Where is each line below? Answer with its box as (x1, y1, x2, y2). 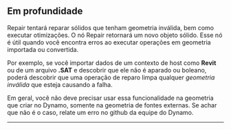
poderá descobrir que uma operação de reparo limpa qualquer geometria (7, 73, 215, 81)
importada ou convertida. (7, 45, 79, 53)
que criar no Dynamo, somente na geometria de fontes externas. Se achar (7, 101, 217, 109)
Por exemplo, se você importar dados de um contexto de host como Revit (7, 58, 217, 67)
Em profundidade (7, 5, 83, 17)
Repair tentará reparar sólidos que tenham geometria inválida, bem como (7, 23, 214, 31)
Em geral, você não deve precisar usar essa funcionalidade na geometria (7, 94, 214, 102)
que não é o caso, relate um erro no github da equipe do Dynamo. (7, 108, 194, 116)
